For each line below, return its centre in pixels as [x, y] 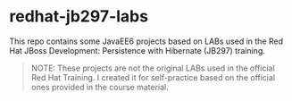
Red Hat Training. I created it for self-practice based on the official [153, 77]
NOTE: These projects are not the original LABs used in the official [153, 68]
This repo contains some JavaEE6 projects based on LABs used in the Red [146, 41]
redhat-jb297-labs [79, 17]
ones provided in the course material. [100, 87]
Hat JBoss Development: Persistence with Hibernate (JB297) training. [138, 50]
